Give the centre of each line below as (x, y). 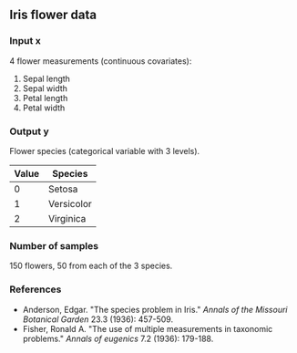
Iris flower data (53, 15)
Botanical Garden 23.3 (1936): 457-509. (98, 319)
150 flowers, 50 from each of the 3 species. (91, 266)
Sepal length (46, 78)
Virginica (67, 218)
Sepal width (45, 88)
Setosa (63, 189)
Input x (25, 41)
